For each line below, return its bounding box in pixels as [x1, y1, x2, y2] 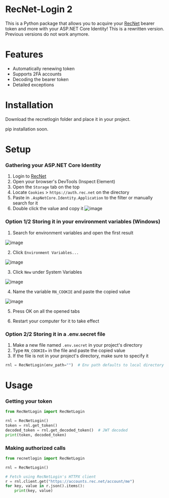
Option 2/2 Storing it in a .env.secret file [5, 330, 105, 338]
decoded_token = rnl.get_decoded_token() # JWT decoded [5, 428, 128, 433]
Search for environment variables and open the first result [12, 229, 134, 236]
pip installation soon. [5, 126, 49, 132]
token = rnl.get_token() [5, 423, 58, 428]
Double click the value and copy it [12, 205, 83, 212]
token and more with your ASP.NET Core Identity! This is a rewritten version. [5, 25, 164, 31]
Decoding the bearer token [12, 76, 69, 82]
